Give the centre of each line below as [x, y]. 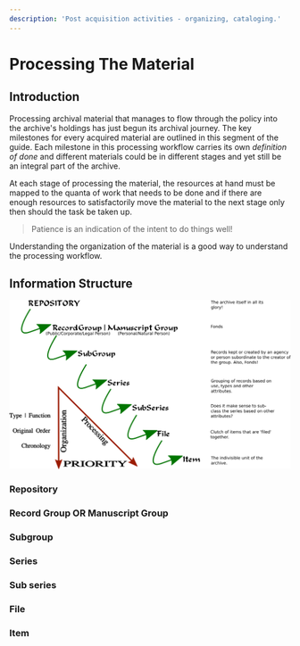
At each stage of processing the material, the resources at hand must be [142, 183]
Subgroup [31, 537]
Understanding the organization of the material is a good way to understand [149, 246]
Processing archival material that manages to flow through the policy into [144, 118]
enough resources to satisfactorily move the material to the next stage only [147, 202]
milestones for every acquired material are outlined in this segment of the [144, 137]
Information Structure [71, 284]
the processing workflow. [56, 255]
